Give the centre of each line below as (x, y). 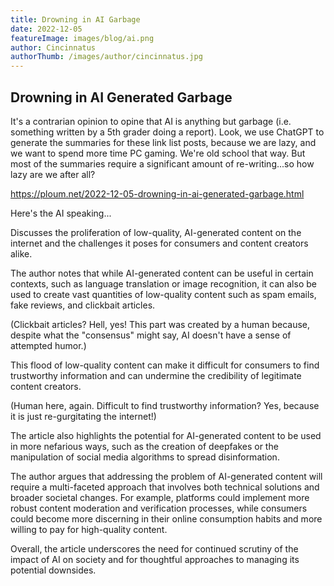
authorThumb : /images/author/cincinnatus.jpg (106, 57)
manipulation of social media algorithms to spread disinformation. (145, 457)
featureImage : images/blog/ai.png (82, 38)
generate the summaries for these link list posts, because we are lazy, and (163, 142)
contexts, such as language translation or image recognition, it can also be (163, 283)
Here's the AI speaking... (61, 213)
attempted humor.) (48, 345)
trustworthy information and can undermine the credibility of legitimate (156, 375)
